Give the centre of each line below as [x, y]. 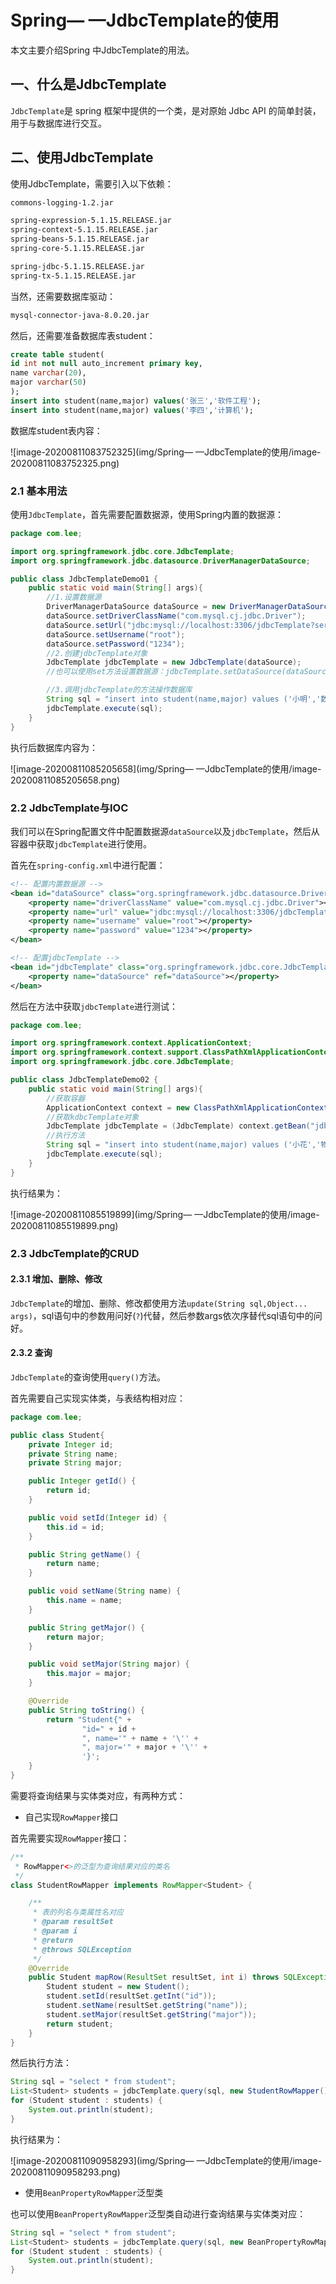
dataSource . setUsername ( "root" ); [116, 634]
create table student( [57, 354]
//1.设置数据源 [74, 597]
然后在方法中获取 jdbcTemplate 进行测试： [94, 1006]
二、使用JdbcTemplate [82, 157]
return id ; [69, 1491]
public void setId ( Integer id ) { [98, 1517]
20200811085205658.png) [65, 780]
